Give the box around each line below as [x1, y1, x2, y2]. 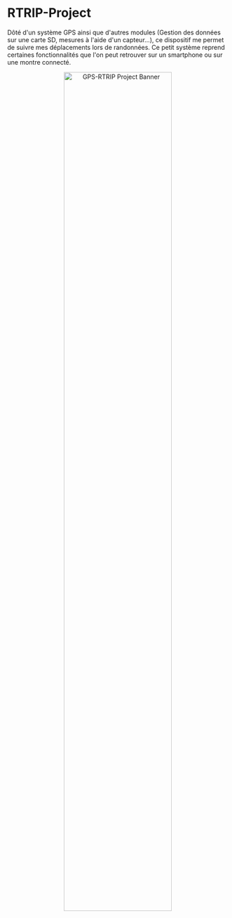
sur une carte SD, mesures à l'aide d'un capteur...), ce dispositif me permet [7, 35, 224, 44]
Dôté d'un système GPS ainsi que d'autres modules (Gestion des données [7, 28, 221, 37]
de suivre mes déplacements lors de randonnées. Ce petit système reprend [7, 43, 226, 51]
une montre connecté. [7, 58, 71, 66]
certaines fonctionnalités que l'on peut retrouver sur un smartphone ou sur [7, 51, 223, 59]
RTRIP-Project [7, 5, 92, 21]
